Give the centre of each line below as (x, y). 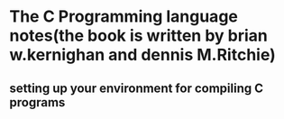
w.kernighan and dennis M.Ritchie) (143, 55)
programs (37, 102)
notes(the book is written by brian (139, 36)
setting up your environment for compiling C (137, 88)
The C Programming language (124, 17)
